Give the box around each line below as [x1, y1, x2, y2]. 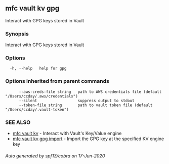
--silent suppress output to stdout [18, 98, 135, 103]
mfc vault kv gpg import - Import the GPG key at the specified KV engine [12, 136, 164, 142]
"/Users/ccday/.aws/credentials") [5, 93, 78, 99]
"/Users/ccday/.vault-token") [5, 107, 69, 112]
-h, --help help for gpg [10, 66, 67, 71]
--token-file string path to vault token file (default [18, 103, 153, 108]
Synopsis [5, 30, 29, 37]
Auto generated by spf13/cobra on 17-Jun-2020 [5, 152, 105, 159]
